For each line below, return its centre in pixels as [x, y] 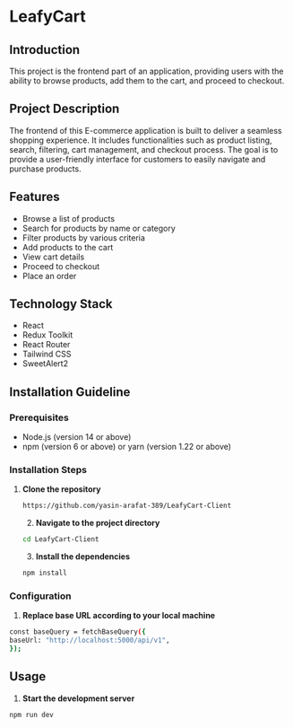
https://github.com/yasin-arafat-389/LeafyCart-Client [127, 506]
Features [34, 197]
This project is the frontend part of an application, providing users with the [146, 71]
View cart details [53, 257]
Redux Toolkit [47, 335]
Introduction [45, 50]
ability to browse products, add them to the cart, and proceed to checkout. [147, 81]
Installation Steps [48, 470]
